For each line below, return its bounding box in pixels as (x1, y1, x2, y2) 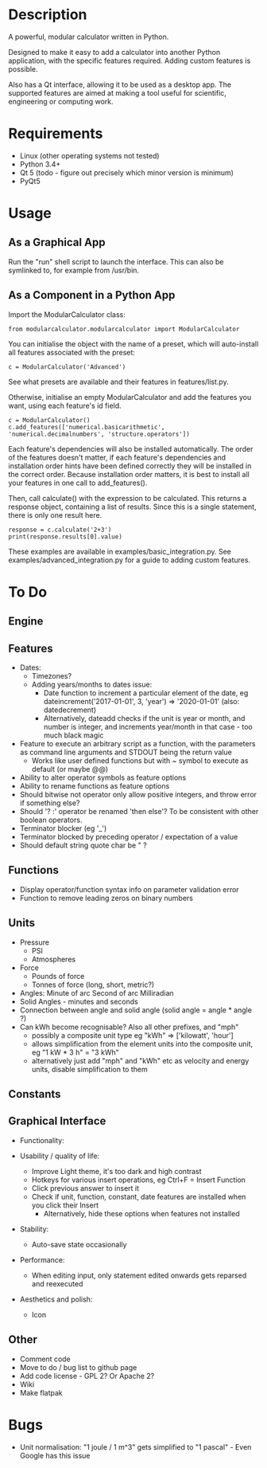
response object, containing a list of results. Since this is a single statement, (8, 502, 257, 511)
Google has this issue (19, 1450, 91, 1460)
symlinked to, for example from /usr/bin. (8, 265, 140, 275)
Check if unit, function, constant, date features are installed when (31, 1192, 246, 1201)
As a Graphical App (8, 236, 106, 249)
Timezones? (31, 671, 72, 681)
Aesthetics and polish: (19, 1294, 93, 1304)
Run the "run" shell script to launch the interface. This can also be (8, 256, 224, 266)
